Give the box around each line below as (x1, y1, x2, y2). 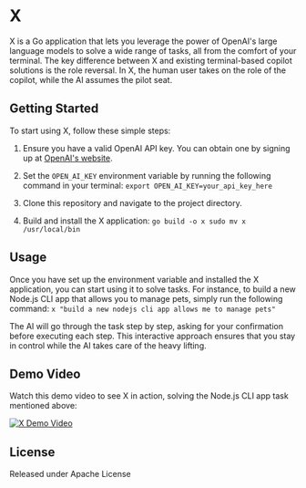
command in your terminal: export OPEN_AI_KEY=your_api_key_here (22, 180, 273, 191)
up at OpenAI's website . (22, 152, 113, 163)
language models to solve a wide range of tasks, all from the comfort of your (9, 45, 297, 56)
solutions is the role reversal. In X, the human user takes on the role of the (9, 65, 287, 76)
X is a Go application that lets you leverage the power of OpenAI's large (9, 36, 278, 47)
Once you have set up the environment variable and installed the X (9, 274, 260, 285)
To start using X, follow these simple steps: (9, 125, 171, 136)
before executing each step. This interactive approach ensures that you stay (9, 330, 296, 341)
